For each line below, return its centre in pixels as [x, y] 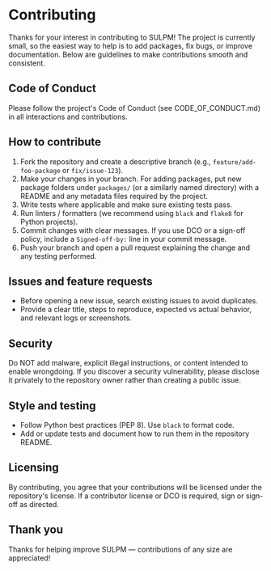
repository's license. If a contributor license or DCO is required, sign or [126, 496]
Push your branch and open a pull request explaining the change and [135, 247]
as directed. [39, 504]
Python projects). [49, 222]
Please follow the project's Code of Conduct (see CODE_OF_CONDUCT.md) [135, 108]
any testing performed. [58, 256]
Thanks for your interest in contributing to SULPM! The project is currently [132, 37]
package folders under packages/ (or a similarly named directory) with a [140, 187]
